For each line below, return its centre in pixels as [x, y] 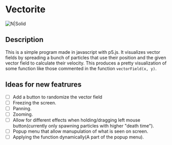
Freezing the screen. [34, 102]
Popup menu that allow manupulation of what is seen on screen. [80, 131]
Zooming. [23, 114]
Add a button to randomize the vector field [57, 97]
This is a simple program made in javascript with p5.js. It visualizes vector [83, 52]
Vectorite [26, 9]
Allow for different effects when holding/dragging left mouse [77, 120]
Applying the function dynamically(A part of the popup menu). [78, 137]
